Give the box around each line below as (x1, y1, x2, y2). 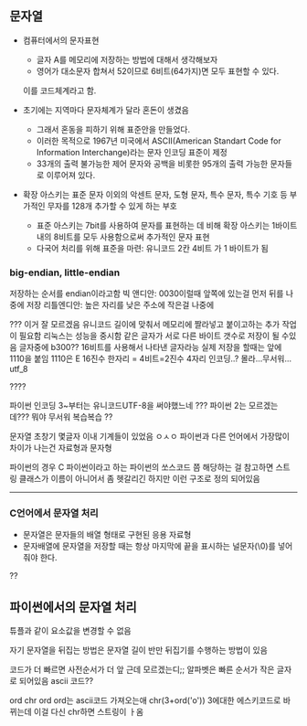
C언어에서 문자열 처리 (9, 507, 99, 519)
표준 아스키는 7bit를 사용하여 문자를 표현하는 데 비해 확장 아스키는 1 (36, 219, 276, 230)
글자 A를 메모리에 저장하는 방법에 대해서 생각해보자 (36, 54, 218, 65)
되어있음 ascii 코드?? (18, 676, 94, 687)
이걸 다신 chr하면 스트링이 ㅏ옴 (33, 707, 144, 718)
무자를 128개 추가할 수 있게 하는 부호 (47, 200, 178, 211)
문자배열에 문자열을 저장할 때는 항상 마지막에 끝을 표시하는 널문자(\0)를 (22, 540, 276, 551)
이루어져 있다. (46, 169, 96, 180)
